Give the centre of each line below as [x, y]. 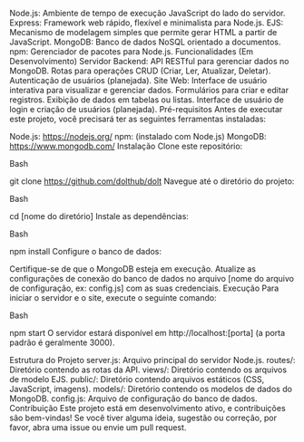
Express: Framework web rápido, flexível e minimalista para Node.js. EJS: [147, 23]
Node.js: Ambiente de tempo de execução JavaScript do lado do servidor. [147, 13]
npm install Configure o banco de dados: [85, 251]
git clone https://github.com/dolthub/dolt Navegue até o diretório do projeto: [152, 181]
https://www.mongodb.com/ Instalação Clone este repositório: [126, 146]
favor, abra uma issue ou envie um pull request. [98, 428]
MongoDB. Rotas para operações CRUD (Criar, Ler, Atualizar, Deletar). [140, 71]
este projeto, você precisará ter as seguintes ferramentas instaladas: [137, 119]
